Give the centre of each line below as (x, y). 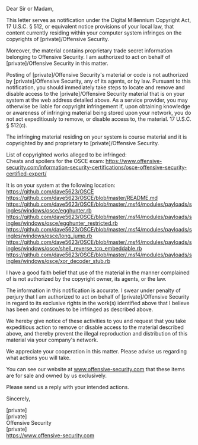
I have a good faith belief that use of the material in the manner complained (98, 272)
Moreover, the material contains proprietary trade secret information (90, 51)
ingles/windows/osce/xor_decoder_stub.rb (58, 261)
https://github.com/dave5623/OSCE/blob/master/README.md (82, 198)
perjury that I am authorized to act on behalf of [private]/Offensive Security (98, 297)
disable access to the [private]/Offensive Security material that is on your (95, 94)
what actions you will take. (39, 358)
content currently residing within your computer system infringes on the (94, 33)
